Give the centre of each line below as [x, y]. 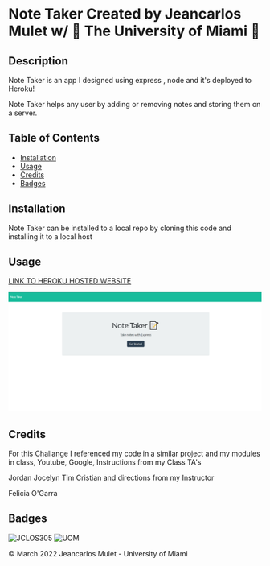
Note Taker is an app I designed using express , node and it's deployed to [130, 80]
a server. [23, 113]
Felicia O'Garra [33, 493]
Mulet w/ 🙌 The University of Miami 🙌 [134, 31]
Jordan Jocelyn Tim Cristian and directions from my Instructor [111, 477]
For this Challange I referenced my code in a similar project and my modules [135, 453]
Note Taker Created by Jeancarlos [125, 14]
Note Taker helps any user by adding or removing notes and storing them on [135, 104]
